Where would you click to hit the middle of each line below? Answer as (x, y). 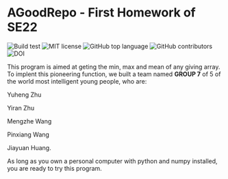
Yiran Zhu (21, 108)
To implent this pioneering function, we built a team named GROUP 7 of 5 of (114, 74)
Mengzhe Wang (29, 121)
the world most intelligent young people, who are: (77, 81)
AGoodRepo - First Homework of (102, 13)
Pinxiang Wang (28, 134)
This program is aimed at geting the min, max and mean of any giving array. (114, 67)
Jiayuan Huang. (29, 147)
